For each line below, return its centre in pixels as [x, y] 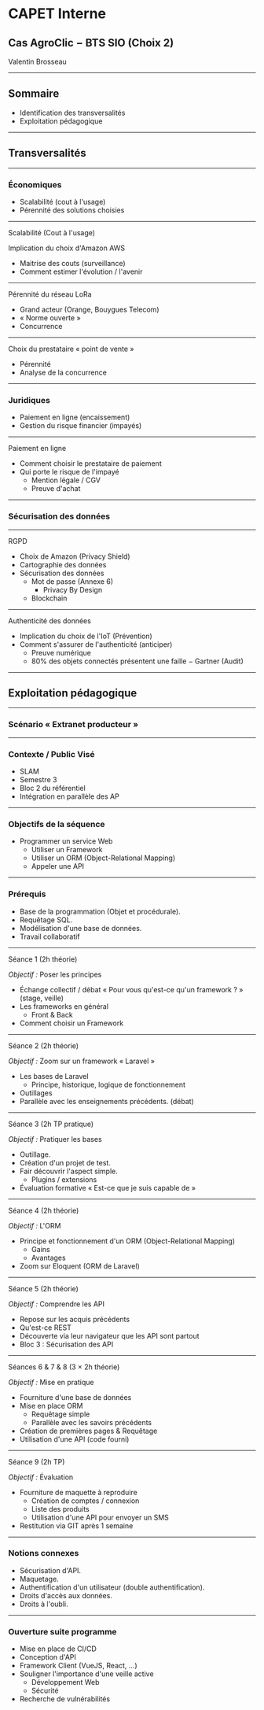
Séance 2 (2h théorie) [44, 1045]
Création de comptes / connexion [85, 1501]
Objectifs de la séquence [57, 824]
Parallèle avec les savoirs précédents [91, 1422]
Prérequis [27, 894]
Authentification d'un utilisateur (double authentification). [112, 1587]
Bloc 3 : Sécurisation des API [66, 1344]
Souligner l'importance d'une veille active [87, 1674]
